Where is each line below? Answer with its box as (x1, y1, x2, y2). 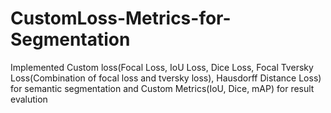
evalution (10, 93, 48, 105)
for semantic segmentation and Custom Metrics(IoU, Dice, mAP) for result (10, 82, 315, 94)
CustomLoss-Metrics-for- (10, 7, 232, 30)
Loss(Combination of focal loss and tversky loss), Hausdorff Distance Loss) (10, 72, 322, 84)
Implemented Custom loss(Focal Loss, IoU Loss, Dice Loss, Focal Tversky (10, 61, 314, 73)
